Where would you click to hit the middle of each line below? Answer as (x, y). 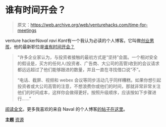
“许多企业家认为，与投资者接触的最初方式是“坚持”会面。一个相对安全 (87, 57)
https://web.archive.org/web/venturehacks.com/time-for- (89, 25)
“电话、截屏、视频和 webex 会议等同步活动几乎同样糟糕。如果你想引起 (89, 80)
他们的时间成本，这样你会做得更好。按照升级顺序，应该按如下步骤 (84, 92)
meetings (27, 30)
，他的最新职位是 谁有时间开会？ (42, 46)
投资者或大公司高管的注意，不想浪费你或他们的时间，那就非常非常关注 (89, 86)
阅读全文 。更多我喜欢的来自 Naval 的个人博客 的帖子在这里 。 (66, 109)
